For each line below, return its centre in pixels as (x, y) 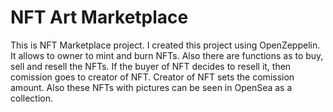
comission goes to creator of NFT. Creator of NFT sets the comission (152, 77)
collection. (32, 98)
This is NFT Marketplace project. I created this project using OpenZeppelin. (165, 45)
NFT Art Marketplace (99, 17)
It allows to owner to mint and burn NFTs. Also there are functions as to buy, (167, 55)
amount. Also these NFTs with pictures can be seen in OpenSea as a (151, 87)
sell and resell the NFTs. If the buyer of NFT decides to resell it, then (151, 66)
